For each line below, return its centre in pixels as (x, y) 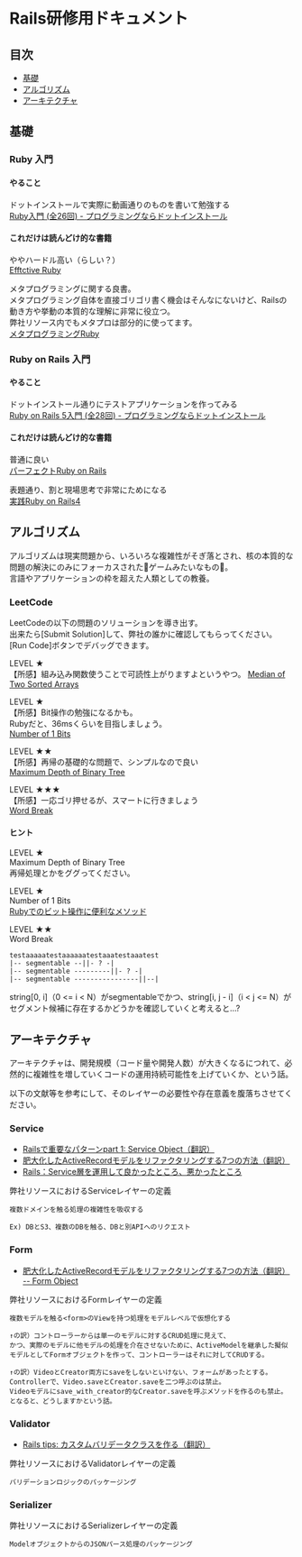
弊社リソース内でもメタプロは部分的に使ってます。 (103, 322)
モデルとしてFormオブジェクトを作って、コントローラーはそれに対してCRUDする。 (139, 1355)
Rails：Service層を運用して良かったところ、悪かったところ (132, 1172)
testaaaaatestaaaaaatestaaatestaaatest (84, 956)
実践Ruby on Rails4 (45, 501)
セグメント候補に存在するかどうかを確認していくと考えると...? (125, 1008)
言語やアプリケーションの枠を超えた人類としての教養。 (112, 578)
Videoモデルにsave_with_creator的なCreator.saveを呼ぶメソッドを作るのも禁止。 (149, 1391)
